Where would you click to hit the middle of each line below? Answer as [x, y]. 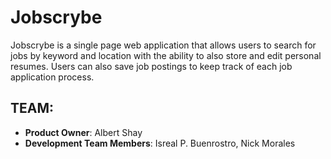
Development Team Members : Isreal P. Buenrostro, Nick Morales [160, 143]
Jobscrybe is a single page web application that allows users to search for [163, 45]
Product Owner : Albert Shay [83, 132]
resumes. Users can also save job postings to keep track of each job [151, 66]
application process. [52, 77]
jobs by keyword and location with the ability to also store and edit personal [166, 55]
